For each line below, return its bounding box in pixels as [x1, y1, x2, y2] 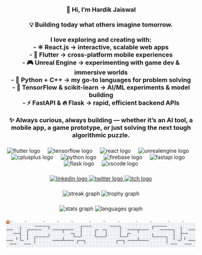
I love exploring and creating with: [50, 35, 152, 44]
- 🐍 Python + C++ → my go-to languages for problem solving [11, 75, 191, 84]
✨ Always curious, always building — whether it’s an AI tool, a [8, 115, 194, 124]
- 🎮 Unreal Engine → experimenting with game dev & [22, 58, 180, 67]
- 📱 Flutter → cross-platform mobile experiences [29, 51, 173, 59]
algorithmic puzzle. [72, 131, 130, 139]
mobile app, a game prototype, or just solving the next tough [11, 123, 191, 132]
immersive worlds [74, 68, 128, 76]
